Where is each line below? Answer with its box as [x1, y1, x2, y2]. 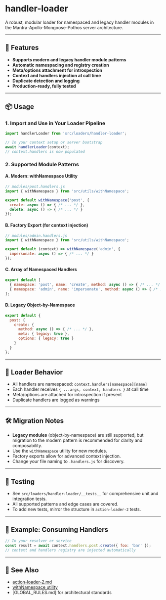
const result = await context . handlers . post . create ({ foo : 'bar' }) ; [5, 543, 152, 548]
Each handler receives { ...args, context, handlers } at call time [12, 386, 149, 392]
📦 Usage [5, 102, 35, 111]
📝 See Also [5, 566, 39, 574]
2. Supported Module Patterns [5, 161, 79, 168]
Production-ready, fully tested [12, 83, 76, 89]
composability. [12, 443, 42, 449]
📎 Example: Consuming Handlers [5, 525, 109, 534]
